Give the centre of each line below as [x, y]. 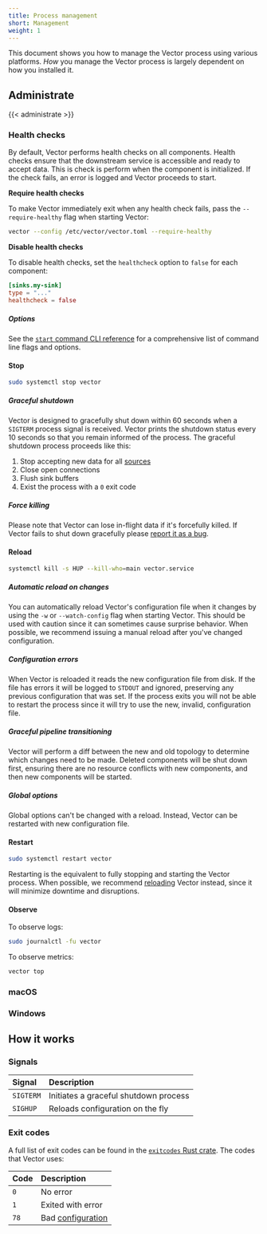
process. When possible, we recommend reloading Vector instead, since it [130, 883]
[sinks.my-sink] [35, 286]
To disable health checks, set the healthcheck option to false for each [123, 262]
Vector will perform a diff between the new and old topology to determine [129, 751]
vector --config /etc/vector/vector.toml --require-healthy [110, 232]
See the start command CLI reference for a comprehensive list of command [133, 338]
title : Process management [53, 16]
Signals [23, 1062]
